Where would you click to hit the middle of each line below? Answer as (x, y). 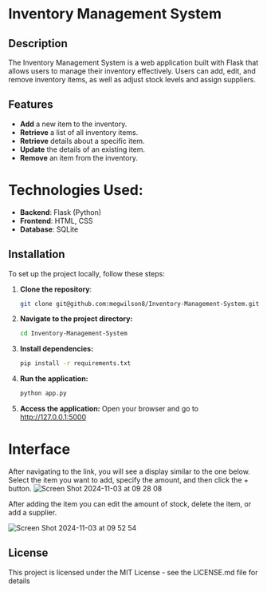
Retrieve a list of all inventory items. (79, 132)
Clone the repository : (56, 289)
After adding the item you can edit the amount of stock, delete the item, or (130, 504)
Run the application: (54, 379)
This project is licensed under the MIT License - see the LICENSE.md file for (133, 572)
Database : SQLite (49, 229)
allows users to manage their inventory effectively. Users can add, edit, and (132, 71)
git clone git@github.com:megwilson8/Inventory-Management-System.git (139, 304)
